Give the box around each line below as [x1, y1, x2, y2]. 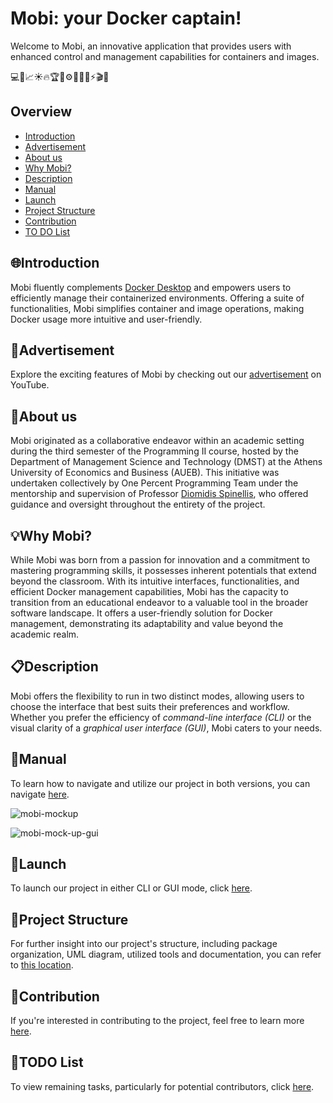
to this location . [10, 959, 74, 971]
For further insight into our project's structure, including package [10, 938, 278, 950]
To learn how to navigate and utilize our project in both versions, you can [10, 777, 311, 789]
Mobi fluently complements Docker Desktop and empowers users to [10, 281, 292, 293]
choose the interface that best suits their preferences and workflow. [10, 700, 290, 712]
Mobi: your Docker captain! [10, 7, 242, 30]
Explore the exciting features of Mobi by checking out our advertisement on [10, 368, 322, 381]
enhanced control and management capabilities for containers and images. [10, 50, 320, 62]
